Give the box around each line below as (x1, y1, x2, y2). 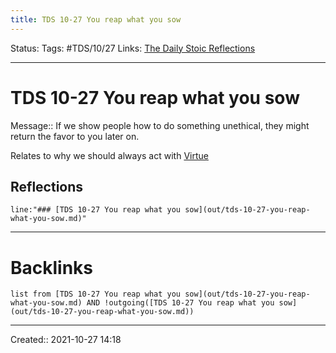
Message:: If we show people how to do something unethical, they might (10, 119, 310, 131)
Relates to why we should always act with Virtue (10, 149, 209, 161)
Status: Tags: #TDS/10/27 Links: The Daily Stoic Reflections (10, 42, 256, 54)
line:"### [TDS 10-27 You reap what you (10, 205, 182, 215)
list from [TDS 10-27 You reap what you (10, 289, 182, 300)
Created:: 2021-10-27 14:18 (10, 334, 122, 346)
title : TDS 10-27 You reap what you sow (10, 14, 182, 25)
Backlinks (10, 256, 94, 279)
